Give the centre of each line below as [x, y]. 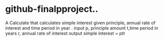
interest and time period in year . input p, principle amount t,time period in [82, 28]
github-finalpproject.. [52, 9]
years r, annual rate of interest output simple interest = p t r [65, 33]
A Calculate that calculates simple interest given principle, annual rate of [80, 23]
